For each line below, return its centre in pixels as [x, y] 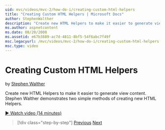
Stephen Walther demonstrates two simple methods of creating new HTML [81, 98]
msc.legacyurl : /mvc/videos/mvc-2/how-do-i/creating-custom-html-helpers [82, 42]
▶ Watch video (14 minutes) [33, 113]
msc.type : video [22, 46]
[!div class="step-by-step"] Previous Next [59, 122]
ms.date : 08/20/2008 [26, 32]
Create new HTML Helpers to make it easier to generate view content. [76, 93]
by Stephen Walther [25, 84]
